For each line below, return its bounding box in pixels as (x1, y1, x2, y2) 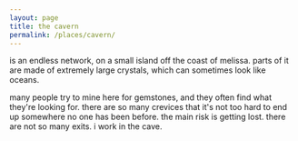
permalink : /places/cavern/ (9, 30, 116, 39)
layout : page (9, 13, 59, 23)
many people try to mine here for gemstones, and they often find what (9, 92, 273, 103)
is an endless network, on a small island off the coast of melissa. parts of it (9, 55, 289, 66)
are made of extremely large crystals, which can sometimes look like (9, 65, 266, 76)
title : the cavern (9, 22, 79, 31)
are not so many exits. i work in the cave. (9, 121, 163, 132)
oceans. (9, 75, 40, 86)
